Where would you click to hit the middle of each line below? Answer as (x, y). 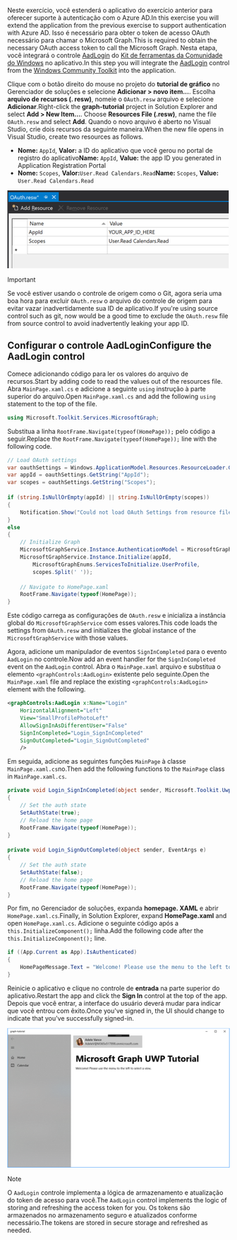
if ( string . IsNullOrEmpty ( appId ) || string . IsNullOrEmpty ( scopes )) (109, 498)
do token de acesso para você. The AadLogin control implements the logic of (117, 1200)
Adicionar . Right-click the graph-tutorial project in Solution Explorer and (112, 107)
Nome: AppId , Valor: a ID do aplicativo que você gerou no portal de (115, 150)
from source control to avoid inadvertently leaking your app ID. (98, 323)
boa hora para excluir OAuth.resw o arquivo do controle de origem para (110, 301)
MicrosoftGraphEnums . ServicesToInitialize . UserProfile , (116, 564)
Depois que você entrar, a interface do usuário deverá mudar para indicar (114, 1003)
